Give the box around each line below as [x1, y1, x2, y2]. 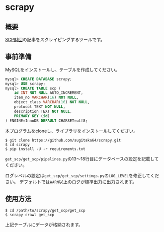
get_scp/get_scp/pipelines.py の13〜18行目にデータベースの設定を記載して [5, 155, 159, 161]
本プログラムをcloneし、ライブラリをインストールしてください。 [5, 128, 138, 134]
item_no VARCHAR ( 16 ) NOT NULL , [14, 95, 79, 100]
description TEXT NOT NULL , [14, 109, 72, 114]
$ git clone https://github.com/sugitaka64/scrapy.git [5, 138, 121, 143]
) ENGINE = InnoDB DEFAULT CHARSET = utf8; [5, 118, 88, 123]
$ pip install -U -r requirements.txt [5, 146, 85, 152]
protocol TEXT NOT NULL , [14, 104, 66, 109]
